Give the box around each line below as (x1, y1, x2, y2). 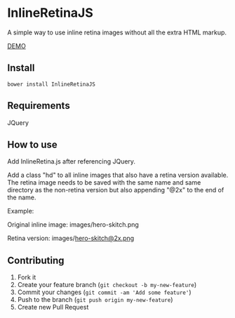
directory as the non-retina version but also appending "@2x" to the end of (7, 186, 224, 194)
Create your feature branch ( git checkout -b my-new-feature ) (17, 281, 197, 289)
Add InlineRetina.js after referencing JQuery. (7, 157, 135, 166)
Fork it (17, 273, 36, 281)
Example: (7, 207, 34, 216)
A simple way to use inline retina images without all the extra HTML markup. (7, 28, 227, 37)
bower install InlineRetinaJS (7, 81, 96, 88)
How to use (7, 138, 58, 150)
